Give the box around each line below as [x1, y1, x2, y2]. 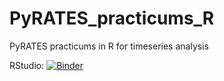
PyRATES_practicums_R [9, 7, 215, 30]
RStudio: [9, 59, 45, 71]
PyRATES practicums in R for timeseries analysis [9, 40, 209, 52]
